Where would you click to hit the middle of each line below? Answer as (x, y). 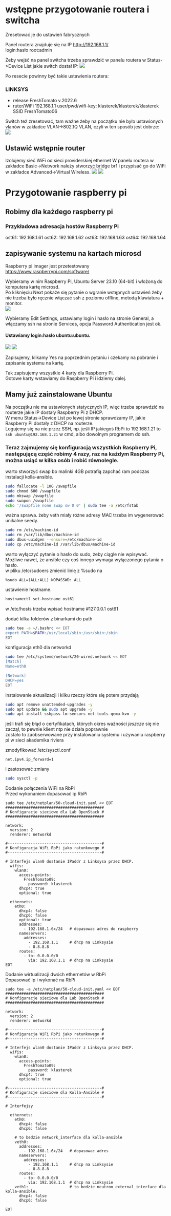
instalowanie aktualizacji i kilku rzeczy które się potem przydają (72, 695)
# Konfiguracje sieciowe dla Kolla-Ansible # (55, 1093)
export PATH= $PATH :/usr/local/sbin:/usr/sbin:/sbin (61, 633)
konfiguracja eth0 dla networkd (38, 648)
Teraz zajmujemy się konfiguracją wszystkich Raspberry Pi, (81, 447)
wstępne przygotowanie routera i (77, 9)
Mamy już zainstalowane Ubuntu (59, 395)
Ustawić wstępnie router (45, 148)
